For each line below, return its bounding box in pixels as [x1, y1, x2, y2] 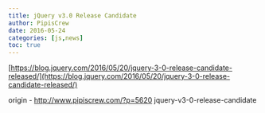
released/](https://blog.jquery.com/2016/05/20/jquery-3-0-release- [8, 72, 231, 81]
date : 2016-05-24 [8, 26, 66, 34]
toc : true [8, 41, 41, 49]
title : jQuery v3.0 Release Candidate [8, 11, 137, 20]
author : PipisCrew [8, 19, 69, 27]
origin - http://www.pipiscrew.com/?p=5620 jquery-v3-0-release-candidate [8, 95, 257, 105]
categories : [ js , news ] [8, 33, 84, 42]
